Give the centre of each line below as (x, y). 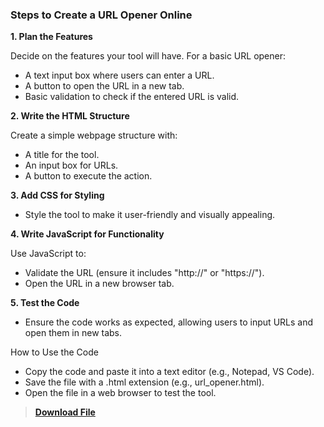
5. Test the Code (45, 303)
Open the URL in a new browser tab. (99, 284)
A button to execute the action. (88, 176)
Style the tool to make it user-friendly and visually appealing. (150, 215)
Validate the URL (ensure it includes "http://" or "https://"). (144, 273)
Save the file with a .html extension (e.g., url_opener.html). (144, 382)
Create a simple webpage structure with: (94, 135)
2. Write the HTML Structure (70, 116)
